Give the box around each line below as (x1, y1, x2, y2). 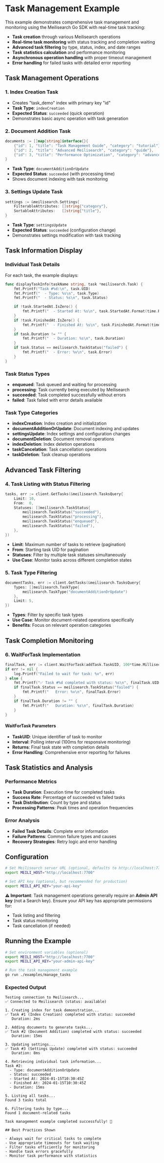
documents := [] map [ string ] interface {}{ (5, 138, 89, 143)
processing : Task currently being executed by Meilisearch (12, 387, 130, 392)
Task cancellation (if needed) (12, 923, 71, 929)
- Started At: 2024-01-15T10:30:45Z (9, 1076, 84, 1081)
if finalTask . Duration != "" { (14, 698, 78, 704)
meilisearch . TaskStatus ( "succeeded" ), (22, 510, 102, 515)
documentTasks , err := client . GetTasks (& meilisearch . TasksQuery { (5, 580, 141, 585)
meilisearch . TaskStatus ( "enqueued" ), (22, 519, 99, 524)
